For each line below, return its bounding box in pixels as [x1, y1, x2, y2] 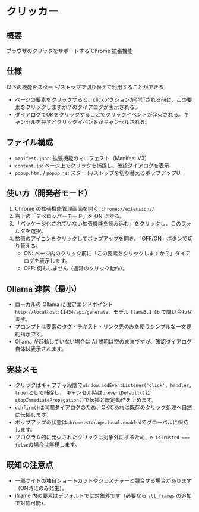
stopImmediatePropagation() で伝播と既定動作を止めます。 [14, 397, 157, 404]
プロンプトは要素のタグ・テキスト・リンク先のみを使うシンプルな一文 [14, 323, 187, 330]
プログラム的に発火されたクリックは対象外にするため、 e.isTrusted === [14, 433, 190, 441]
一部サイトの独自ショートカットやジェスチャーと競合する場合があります [14, 477, 192, 484]
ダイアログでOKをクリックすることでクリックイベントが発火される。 [14, 111, 184, 118]
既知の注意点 [6, 460, 53, 470]
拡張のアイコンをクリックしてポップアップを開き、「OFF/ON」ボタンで [14, 235, 188, 242]
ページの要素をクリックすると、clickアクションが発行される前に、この [14, 96, 187, 103]
